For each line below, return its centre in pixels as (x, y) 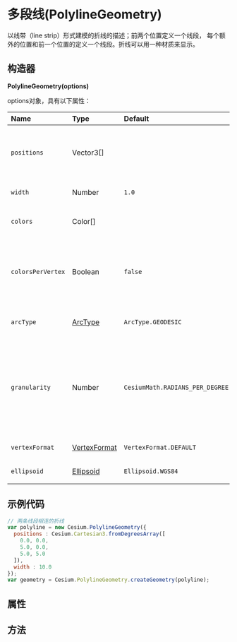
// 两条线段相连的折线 (36, 521)
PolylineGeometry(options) (48, 86)
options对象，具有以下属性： (49, 100)
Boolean (86, 271)
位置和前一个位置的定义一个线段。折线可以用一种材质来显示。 (109, 44)
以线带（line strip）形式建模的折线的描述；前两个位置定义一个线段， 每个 (114, 35)
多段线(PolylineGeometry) (85, 14)
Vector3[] (88, 153)
